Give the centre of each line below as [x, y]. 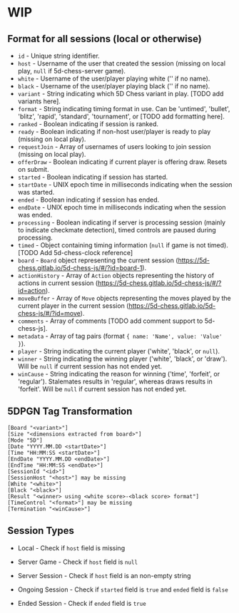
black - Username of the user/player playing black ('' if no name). [114, 86]
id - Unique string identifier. [59, 56]
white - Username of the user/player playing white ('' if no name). [114, 78]
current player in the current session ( [73, 306]
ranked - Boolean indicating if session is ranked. [88, 124]
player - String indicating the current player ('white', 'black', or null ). [118, 351]
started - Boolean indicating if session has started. [93, 177]
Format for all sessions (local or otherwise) [105, 39]
